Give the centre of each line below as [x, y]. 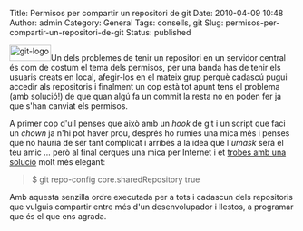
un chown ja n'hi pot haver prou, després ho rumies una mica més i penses [150, 133]
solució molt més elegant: [58, 162]
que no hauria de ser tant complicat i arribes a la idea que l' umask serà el [147, 143]
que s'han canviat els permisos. [69, 106]
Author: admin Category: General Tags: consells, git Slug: [117, 23]
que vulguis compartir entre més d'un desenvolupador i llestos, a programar [151, 207]
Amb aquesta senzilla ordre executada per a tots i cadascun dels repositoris [151, 197]
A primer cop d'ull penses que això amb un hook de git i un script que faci [147, 123]
